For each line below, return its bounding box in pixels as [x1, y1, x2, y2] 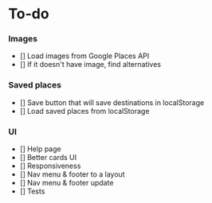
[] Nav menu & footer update [19, 178, 114, 188]
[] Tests [19, 186, 45, 196]
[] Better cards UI [19, 153, 77, 162]
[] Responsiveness [19, 161, 81, 171]
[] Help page [19, 144, 61, 154]
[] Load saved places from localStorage [19, 106, 150, 115]
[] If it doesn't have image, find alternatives [19, 60, 162, 69]
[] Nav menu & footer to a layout [19, 170, 125, 179]
